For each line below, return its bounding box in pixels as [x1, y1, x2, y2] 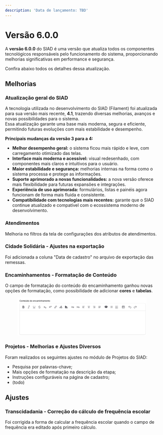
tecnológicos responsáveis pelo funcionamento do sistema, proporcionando [5, 51, 158, 57]
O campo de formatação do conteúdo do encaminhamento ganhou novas [5, 283, 153, 288]
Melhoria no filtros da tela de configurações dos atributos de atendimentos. [5, 231, 157, 237]
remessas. [5, 259, 26, 265]
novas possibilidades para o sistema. [5, 116, 80, 122]
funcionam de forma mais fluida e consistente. [12, 192, 106, 198]
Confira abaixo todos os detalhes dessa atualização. [5, 65, 110, 71]
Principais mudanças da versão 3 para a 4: [5, 136, 94, 142]
